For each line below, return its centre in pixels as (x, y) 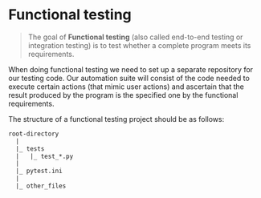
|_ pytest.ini (39, 171)
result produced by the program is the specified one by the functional (123, 95)
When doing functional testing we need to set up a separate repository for (131, 69)
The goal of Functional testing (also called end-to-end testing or (135, 37)
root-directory (34, 134)
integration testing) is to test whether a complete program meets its (139, 45)
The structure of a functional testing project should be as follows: (116, 119)
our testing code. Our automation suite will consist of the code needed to (129, 78)
